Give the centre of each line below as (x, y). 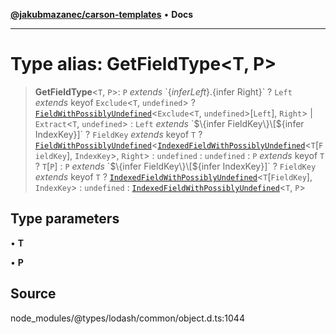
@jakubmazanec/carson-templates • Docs (102, 14)
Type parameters (65, 219)
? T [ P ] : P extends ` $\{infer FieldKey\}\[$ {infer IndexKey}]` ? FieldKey (175, 166)
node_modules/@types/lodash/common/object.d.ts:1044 (127, 318)
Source (33, 294)
